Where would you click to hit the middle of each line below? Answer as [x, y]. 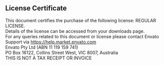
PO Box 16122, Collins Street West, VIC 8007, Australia [62, 52]
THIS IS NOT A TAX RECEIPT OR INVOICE [49, 58]
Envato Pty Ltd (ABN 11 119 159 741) [42, 47]
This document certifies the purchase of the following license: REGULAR [81, 20]
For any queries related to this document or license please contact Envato [82, 36]
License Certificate [36, 8]
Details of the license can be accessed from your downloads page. [75, 31]
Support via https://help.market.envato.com [51, 42]
